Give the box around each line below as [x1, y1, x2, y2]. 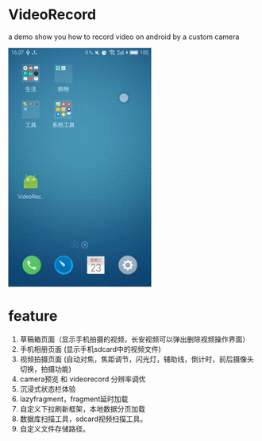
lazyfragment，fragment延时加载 [19, 394, 129, 404]
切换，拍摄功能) [19, 364, 71, 373]
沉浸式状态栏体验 [19, 384, 76, 393]
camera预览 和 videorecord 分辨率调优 [19, 374, 146, 384]
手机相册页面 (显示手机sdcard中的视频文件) [19, 344, 161, 353]
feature [8, 307, 58, 326]
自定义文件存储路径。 [19, 423, 90, 433]
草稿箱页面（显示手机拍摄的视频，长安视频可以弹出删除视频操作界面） [19, 334, 250, 344]
